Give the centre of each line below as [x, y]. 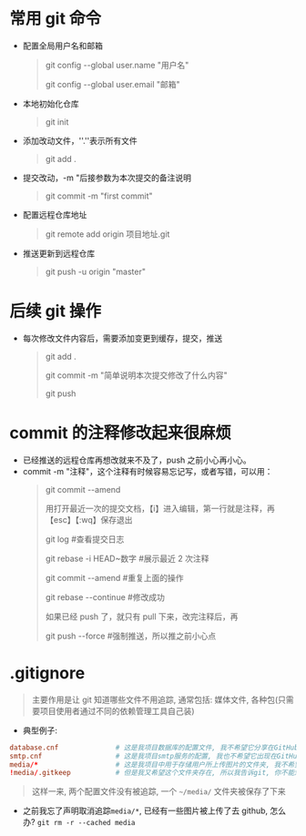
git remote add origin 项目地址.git [107, 234]
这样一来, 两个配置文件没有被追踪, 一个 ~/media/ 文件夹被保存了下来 [158, 791]
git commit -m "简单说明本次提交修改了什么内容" [136, 375]
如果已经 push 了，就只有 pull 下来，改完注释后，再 [142, 617]
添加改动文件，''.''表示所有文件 [80, 140]
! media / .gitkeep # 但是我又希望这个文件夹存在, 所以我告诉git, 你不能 [152, 773]
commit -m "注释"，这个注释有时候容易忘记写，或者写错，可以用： [148, 471]
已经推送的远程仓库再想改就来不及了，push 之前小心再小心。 [137, 460]
